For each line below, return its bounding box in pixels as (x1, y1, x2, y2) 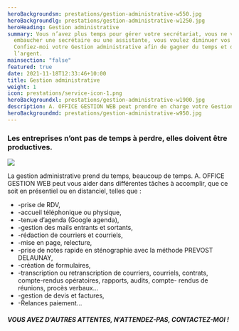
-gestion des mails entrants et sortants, (17, 224, 134, 232)
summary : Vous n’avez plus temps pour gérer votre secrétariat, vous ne (7, 30, 228, 38)
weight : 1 (7, 83, 37, 90)
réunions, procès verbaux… (17, 284, 99, 293)
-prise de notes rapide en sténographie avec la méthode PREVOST (17, 246, 213, 255)
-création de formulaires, (17, 261, 91, 270)
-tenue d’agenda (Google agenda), (17, 216, 119, 224)
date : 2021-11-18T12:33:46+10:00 (7, 70, 107, 77)
